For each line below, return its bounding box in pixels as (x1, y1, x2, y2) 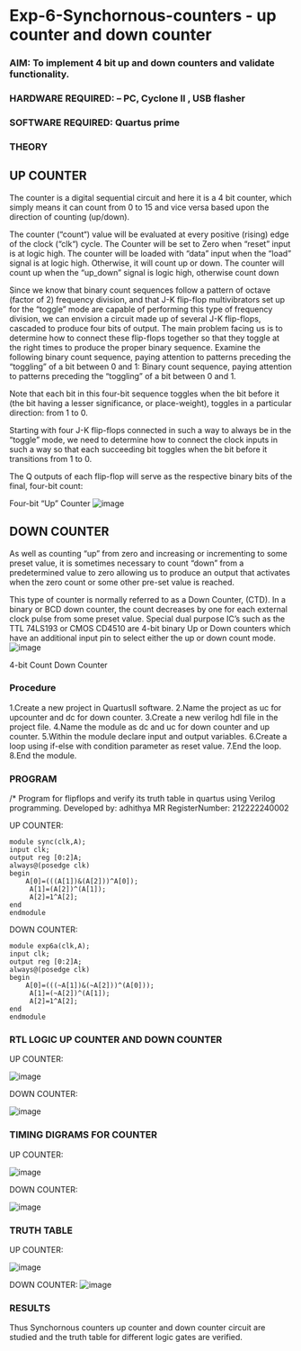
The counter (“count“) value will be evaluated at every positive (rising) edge (9, 229, 289, 240)
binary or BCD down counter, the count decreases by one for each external (9, 603, 288, 614)
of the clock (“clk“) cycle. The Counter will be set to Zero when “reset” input (9, 238, 291, 249)
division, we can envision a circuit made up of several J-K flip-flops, (9, 313, 261, 324)
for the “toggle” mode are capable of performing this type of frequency (9, 304, 273, 314)
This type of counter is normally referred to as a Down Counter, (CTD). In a (9, 594, 286, 604)
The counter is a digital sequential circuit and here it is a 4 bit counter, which (9, 192, 292, 203)
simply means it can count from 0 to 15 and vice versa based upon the (9, 202, 270, 213)
